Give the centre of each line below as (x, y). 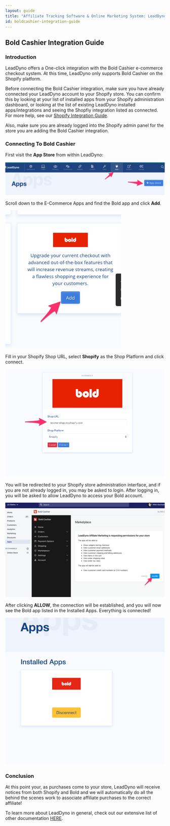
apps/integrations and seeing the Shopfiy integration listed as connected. (82, 110)
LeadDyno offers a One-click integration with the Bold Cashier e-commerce (84, 68)
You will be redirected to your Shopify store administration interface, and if (83, 485)
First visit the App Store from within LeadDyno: (54, 155)
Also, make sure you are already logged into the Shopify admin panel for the (84, 125)
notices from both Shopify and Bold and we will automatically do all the (79, 793)
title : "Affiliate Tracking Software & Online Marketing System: (75, 16)
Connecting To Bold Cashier (40, 143)
